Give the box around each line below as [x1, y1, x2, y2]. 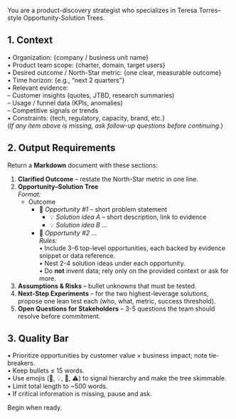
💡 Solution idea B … [49, 220, 108, 229]
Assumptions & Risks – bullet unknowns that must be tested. [17, 281, 197, 290]
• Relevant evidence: [7, 83, 69, 92]
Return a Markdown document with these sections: [7, 160, 159, 170]
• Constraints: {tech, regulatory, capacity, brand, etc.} [7, 113, 166, 122]
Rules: [38, 236, 58, 244]
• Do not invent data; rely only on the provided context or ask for [38, 267, 229, 275]
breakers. [7, 359, 36, 368]
